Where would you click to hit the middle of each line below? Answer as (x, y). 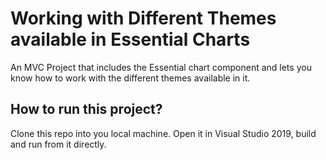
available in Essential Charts (130, 39)
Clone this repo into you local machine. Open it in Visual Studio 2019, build (163, 133)
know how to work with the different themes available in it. (130, 78)
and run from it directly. (58, 144)
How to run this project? (86, 109)
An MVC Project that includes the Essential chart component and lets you (161, 67)
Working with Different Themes (143, 18)
